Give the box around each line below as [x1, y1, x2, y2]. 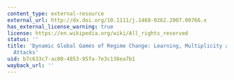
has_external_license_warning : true [7, 23, 114, 30]
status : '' [7, 36, 39, 43]
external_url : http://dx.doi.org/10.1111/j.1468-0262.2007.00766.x [7, 17, 208, 24]
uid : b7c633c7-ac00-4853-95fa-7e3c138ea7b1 [7, 56, 136, 63]
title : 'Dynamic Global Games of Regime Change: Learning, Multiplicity [7, 42, 223, 49]
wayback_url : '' [7, 62, 54, 69]
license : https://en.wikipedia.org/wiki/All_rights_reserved [7, 29, 189, 37]
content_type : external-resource [7, 10, 104, 17]
